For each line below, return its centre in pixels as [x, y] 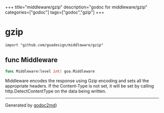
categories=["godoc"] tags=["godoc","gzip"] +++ [55, 12]
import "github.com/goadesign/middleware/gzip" [54, 45]
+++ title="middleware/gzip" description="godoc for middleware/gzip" [76, 7]
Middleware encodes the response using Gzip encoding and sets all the [77, 81]
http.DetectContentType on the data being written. [56, 91]
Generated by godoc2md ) [31, 105]
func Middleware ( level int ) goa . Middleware [50, 71]
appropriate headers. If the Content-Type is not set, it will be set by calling [80, 86]
